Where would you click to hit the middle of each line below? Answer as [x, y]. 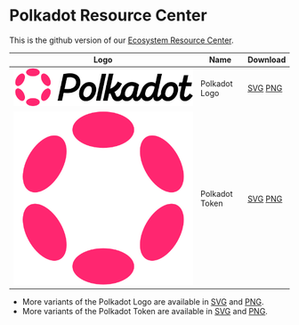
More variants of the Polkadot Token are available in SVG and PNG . [145, 311]
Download [267, 60]
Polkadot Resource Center [108, 16]
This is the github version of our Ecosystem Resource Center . [121, 40]
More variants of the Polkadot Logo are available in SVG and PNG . [143, 301]
